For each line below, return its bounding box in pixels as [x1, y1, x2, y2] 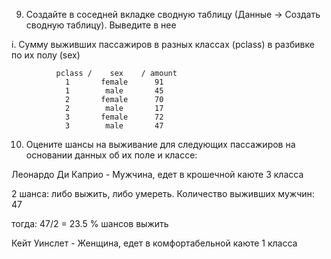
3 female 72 [64, 112, 164, 122]
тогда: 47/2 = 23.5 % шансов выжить [11, 218, 169, 229]
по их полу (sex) [11, 49, 81, 61]
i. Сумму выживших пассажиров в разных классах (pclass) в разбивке [11, 39, 315, 50]
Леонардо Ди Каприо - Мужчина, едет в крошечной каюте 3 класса [11, 169, 304, 180]
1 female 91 [64, 77, 164, 87]
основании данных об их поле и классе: [25, 149, 198, 161]
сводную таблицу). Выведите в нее [25, 19, 177, 31]
